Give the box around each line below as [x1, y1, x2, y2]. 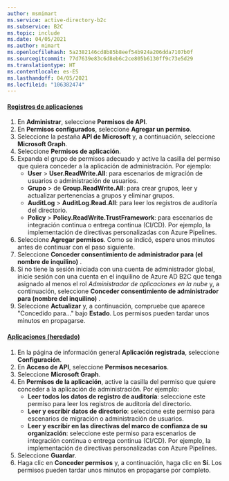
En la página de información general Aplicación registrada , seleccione [17, 348, 220, 356]
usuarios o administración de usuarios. [27, 177, 138, 185]
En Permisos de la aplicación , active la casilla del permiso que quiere [17, 377, 217, 385]
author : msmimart [7, 10, 57, 17]
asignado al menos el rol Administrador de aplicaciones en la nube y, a [17, 280, 220, 288]
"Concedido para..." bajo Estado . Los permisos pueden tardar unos [17, 309, 210, 317]
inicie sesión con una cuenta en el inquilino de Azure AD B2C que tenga [17, 272, 222, 281]
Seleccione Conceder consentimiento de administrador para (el [17, 250, 203, 259]
